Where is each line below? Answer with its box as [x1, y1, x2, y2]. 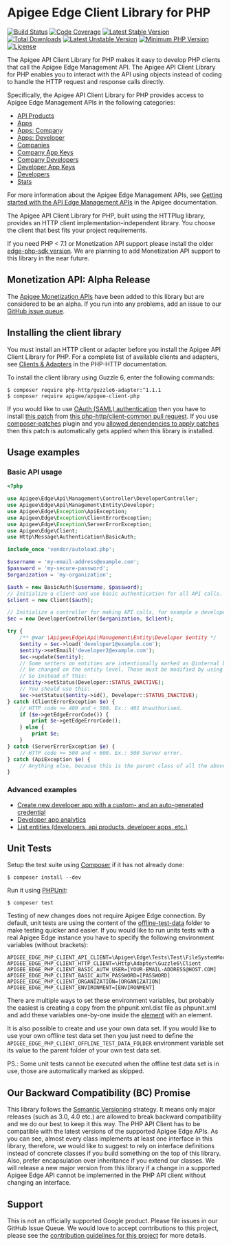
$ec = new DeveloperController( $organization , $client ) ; [7, 615, 174, 623]
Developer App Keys [16, 163, 76, 171]
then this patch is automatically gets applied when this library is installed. [7, 426, 214, 435]
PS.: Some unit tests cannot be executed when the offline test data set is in [7, 1059, 220, 1068]
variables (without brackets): [7, 941, 88, 949]
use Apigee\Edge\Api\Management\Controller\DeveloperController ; [7, 495, 198, 502]
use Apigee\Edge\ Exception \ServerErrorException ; [7, 521, 153, 528]
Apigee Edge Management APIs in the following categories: [7, 98, 175, 106]
